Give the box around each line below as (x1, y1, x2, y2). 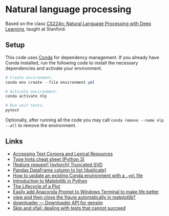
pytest (5, 108, 19, 113)
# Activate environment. (5, 89, 58, 94)
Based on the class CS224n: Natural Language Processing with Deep (5, 20, 152, 27)
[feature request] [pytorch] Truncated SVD (12, 161, 103, 167)
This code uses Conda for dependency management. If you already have (5, 54, 160, 60)
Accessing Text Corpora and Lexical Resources (12, 151, 113, 157)
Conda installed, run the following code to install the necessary (5, 60, 138, 66)
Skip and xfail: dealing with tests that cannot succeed (12, 205, 126, 211)
